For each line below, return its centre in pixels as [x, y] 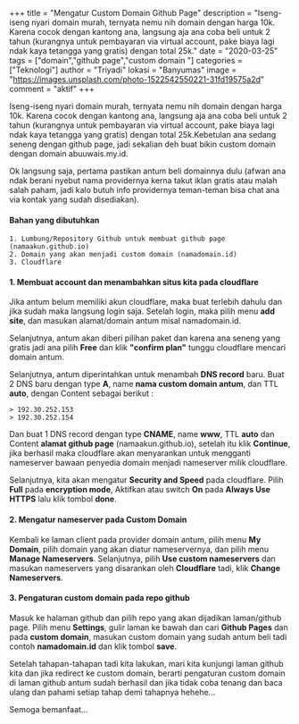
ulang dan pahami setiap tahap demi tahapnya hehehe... [112, 692]
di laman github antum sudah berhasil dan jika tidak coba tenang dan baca [146, 682]
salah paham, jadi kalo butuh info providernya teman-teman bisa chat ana [144, 190]
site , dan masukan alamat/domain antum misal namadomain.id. [125, 321]
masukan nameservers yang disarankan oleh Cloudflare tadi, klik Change [145, 568]
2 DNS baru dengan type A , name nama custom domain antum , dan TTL [144, 384]
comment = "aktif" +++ [52, 89]
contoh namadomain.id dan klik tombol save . [93, 646]
